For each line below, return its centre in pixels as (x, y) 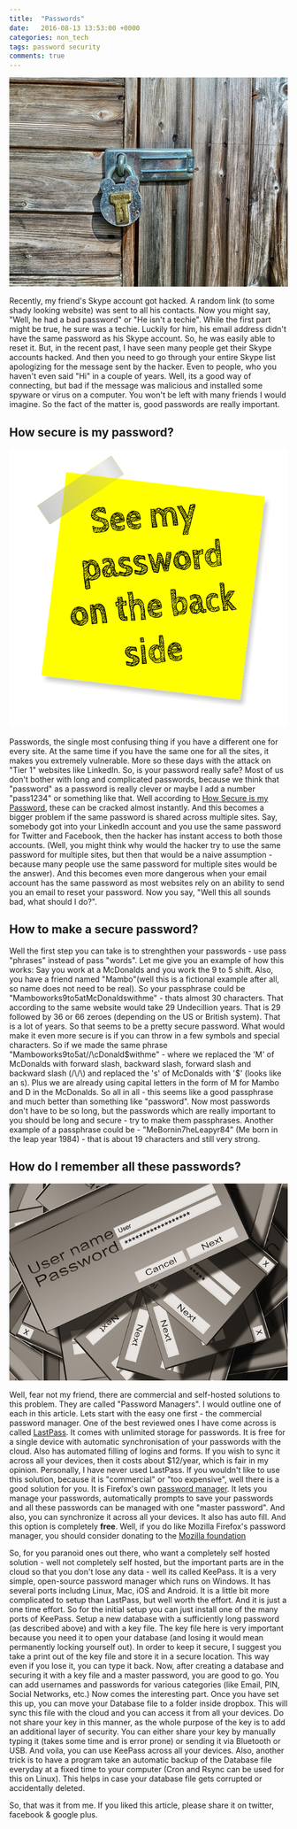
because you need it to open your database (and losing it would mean (136, 1637)
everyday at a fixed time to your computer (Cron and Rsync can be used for (147, 1769)
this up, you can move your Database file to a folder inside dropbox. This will (148, 1703)
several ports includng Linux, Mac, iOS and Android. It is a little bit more (139, 1590)
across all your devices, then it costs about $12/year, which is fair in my (139, 1460)
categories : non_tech (49, 37)
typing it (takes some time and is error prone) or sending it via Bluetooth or (145, 1740)
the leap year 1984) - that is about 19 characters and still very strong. (135, 1138)
